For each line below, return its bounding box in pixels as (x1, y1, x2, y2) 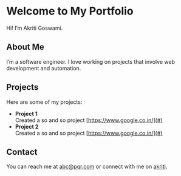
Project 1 (15, 110, 38, 117)
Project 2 (15, 123, 39, 130)
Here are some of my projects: (6, 98, 83, 106)
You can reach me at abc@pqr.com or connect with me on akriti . (6, 163, 168, 171)
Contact (6, 147, 38, 157)
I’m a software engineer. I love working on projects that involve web (6, 58, 175, 65)
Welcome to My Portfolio (6, 4, 134, 18)
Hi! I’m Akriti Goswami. (6, 24, 63, 32)
